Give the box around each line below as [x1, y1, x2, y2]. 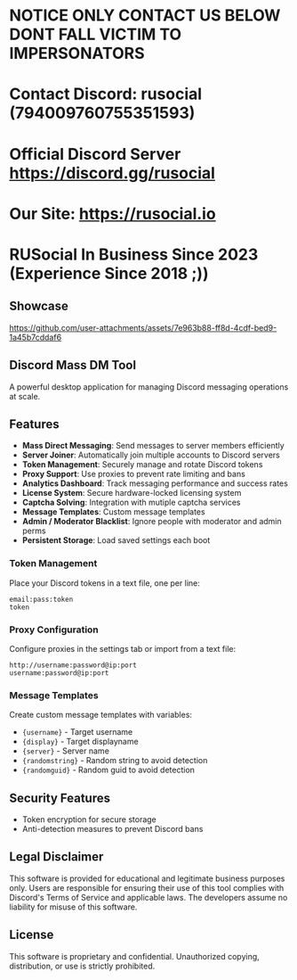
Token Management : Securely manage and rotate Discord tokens [21, 459, 263, 470]
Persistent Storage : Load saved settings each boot [21, 535, 211, 546]
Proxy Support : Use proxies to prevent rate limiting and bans [21, 469, 246, 480]
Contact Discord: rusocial [9, 84, 203, 104]
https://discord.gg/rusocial [9, 162, 216, 183]
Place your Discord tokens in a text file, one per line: [9, 577, 200, 589]
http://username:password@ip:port [9, 661, 138, 670]
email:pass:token [9, 595, 74, 604]
